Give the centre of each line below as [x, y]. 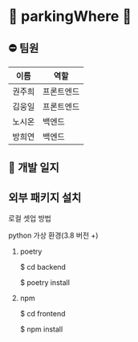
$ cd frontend [43, 314]
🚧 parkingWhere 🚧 [70, 16]
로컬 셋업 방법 [30, 218]
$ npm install [41, 329]
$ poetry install [45, 283]
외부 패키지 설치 [45, 197]
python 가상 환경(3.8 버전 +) [53, 235]
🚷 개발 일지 [34, 168]
